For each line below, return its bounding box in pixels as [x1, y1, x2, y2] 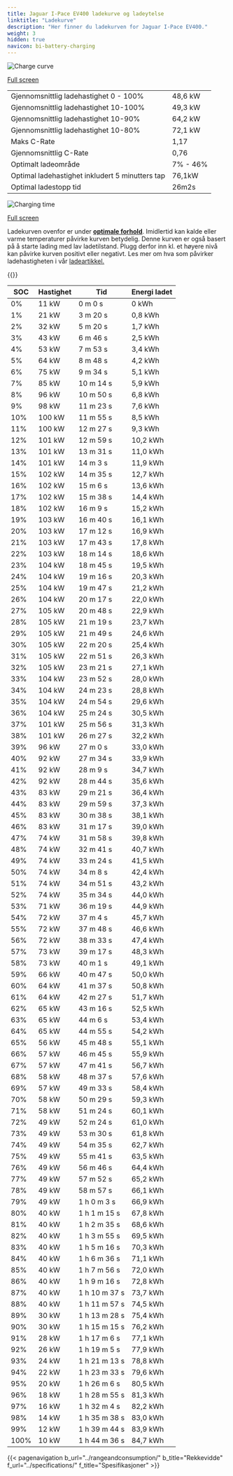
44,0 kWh [131, 890, 164, 900]
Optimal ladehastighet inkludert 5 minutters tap [10, 171, 166, 180]
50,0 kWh [131, 970, 164, 979]
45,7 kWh [131, 913, 164, 922]
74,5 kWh [131, 1299, 164, 1309]
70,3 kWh [131, 1242, 164, 1252]
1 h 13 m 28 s [78, 1311, 125, 1320]
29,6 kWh [131, 697, 164, 707]
